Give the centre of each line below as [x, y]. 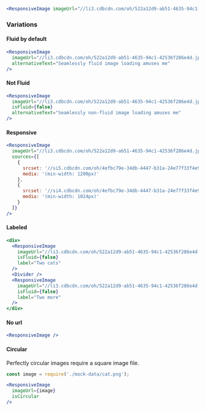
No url [14, 322]
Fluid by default [27, 39]
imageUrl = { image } [34, 391]
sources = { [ [26, 157]
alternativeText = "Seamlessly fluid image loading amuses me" [91, 63]
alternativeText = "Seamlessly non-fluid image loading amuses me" [97, 113]
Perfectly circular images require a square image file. [73, 363]
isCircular [26, 397]
